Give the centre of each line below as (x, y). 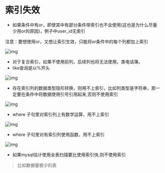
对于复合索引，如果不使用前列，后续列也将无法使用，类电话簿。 (77, 61)
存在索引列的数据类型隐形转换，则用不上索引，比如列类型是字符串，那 (84, 88)
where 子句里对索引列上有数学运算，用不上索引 (60, 114)
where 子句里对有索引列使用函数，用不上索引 (58, 134)
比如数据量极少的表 (37, 165)
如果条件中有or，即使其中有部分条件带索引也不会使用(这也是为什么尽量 (85, 25)
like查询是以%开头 (31, 68)
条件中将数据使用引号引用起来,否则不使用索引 (72, 94)
